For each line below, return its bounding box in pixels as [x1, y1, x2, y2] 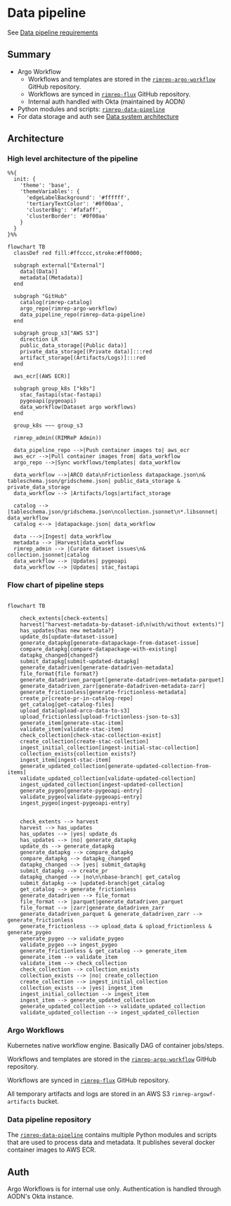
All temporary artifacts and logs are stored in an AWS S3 [7, 1090, 171, 1098]
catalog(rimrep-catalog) [20, 299, 93, 306]
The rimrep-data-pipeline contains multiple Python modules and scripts [7, 1131, 217, 1139]
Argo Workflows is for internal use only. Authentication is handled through [7, 1185, 221, 1193]
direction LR [20, 336, 58, 343]
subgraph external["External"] [13, 262, 105, 269]
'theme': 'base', [20, 182, 71, 189]
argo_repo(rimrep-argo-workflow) [20, 305, 118, 313]
